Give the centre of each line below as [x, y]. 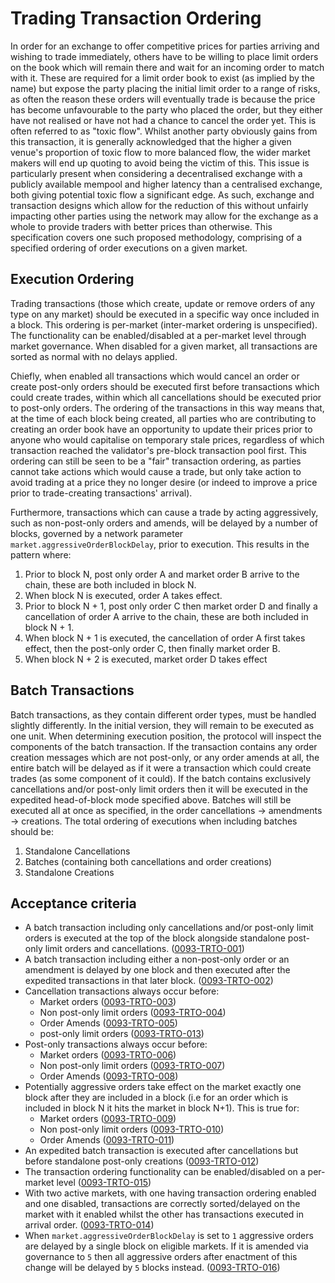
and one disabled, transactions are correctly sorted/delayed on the [162, 1204]
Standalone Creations [69, 872]
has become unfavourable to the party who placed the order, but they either [166, 109]
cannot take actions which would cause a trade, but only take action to [156, 471]
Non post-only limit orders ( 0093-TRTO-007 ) [132, 1066]
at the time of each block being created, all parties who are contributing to [163, 418]
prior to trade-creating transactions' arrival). [101, 493]
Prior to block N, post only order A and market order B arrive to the [162, 574]
